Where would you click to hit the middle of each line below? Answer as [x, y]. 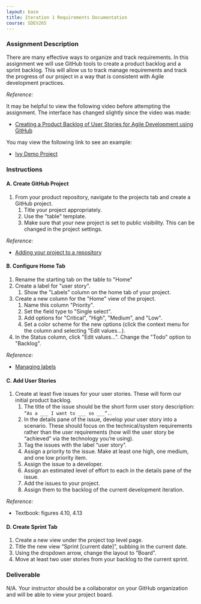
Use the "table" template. [55, 216]
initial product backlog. [43, 400]
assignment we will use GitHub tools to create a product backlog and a [94, 63]
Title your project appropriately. [63, 210]
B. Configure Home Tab [36, 266]
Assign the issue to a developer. [63, 464]
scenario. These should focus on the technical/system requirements [108, 426]
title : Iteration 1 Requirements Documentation [67, 17]
